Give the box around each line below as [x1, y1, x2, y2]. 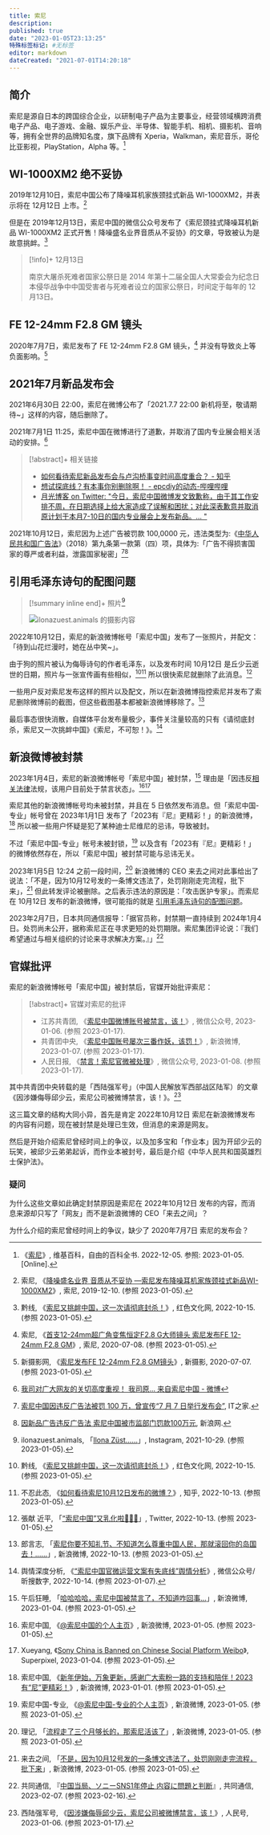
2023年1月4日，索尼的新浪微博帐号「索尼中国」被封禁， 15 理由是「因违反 [9, 771, 252, 783]
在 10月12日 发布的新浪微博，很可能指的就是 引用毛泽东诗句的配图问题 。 [9, 896, 248, 905]
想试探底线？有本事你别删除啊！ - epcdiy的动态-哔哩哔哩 [40, 482, 228, 491]
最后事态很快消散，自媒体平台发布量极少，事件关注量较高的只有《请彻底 [9, 714, 248, 723]
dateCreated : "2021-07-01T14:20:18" [9, 57, 131, 65]
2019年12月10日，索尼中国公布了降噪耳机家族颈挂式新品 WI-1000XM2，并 [9, 190, 253, 200]
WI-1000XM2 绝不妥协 [9, 167, 123, 181]
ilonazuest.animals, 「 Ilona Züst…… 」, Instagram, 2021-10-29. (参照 [20, 1435, 244, 1445]
